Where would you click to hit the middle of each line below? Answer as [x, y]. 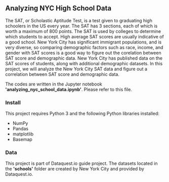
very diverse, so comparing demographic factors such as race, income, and [84, 47]
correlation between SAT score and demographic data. [62, 74]
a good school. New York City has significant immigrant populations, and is [83, 42]
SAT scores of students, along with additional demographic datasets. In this [84, 63]
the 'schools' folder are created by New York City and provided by [75, 169]
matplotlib [23, 134]
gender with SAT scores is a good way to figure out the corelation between [83, 53]
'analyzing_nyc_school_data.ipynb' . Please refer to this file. [69, 89]
